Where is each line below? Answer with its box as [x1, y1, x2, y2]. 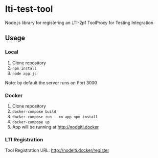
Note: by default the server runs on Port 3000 [5, 79, 97, 85]
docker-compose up [12, 119, 50, 125]
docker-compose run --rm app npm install [12, 114, 98, 119]
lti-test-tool [5, 3, 53, 15]
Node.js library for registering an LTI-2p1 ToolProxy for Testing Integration [5, 20, 154, 26]
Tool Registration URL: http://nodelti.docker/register [5, 147, 109, 153]
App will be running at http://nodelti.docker [12, 124, 99, 130]
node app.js [12, 71, 37, 76]
